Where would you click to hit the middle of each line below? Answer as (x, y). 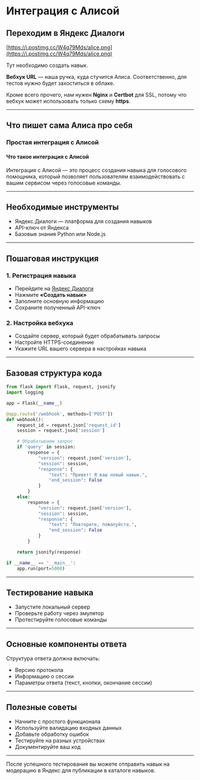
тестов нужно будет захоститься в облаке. (60, 83)
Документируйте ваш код (48, 747)
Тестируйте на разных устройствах (60, 740)
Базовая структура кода (54, 373)
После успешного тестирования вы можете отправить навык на (88, 764)
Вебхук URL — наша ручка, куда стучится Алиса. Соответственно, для (96, 77)
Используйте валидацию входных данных (68, 727)
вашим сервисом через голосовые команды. (64, 183)
